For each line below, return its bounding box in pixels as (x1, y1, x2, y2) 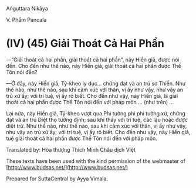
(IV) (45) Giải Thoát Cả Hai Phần (6, 37, 164, 50)
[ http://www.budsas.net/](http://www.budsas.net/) (6, 163, 128, 170)
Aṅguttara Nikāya (6, 5, 48, 12)
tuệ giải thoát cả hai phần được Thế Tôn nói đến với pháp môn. (6, 135, 157, 142)
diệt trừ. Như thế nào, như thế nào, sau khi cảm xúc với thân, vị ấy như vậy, (6, 122, 187, 129)
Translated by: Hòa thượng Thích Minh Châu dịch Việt (6, 146, 136, 153)
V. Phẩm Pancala (6, 16, 47, 23)
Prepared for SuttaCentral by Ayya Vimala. (6, 175, 109, 182)
